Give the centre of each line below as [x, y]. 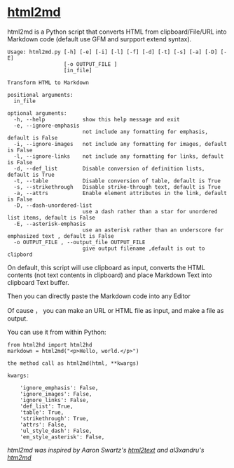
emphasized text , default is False [61, 236]
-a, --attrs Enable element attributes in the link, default [121, 193]
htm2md [19, 457]
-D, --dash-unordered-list [53, 205]
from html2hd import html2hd [50, 345]
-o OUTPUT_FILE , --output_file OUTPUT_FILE [80, 242]
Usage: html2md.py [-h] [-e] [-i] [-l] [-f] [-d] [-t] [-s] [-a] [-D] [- [117, 52]
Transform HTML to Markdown [48, 82]
